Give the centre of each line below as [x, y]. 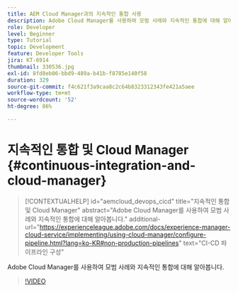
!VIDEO [35, 281]
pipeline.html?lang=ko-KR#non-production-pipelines [102, 243]
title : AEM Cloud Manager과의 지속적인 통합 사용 [74, 14]
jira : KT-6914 [28, 60]
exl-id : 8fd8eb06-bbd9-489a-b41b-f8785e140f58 [77, 73]
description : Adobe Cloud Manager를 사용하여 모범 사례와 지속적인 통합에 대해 [114, 21]
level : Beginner [31, 34]
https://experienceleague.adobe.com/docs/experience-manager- [135, 227]
